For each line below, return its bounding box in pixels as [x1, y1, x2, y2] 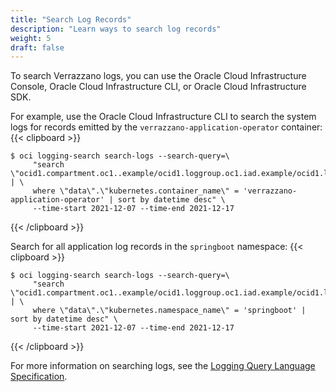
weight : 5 [10, 33, 52, 43]
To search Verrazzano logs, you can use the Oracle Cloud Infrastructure [10, 70, 307, 82]
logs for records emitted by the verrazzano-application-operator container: [10, 121, 323, 133]
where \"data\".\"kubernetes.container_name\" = [32, 186, 240, 196]
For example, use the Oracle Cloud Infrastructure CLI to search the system [10, 111, 317, 123]
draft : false [10, 42, 65, 53]
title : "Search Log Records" [10, 14, 132, 25]
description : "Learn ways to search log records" [10, 24, 222, 34]
